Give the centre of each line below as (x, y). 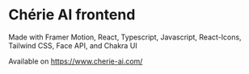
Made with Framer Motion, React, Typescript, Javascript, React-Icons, (125, 37)
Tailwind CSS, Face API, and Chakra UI (73, 45)
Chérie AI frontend (72, 15)
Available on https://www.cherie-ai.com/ (76, 61)
